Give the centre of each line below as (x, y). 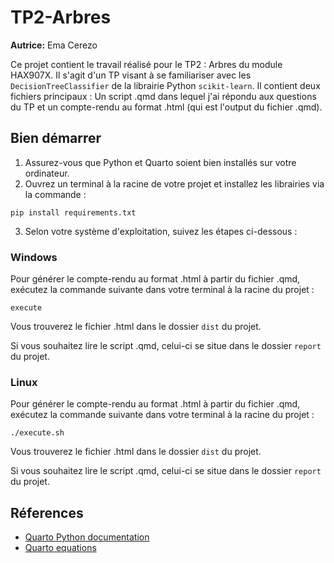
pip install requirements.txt (73, 212)
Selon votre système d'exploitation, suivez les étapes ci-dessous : (161, 231)
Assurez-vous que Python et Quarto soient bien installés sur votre (160, 162)
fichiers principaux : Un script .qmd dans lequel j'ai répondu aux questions (163, 96)
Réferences (47, 512)
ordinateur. (47, 173)
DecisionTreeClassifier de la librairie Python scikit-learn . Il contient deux (165, 85)
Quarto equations (60, 548)
